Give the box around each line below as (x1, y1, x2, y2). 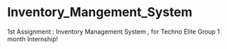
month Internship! (7, 34, 58, 43)
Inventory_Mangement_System (7, 4, 193, 20)
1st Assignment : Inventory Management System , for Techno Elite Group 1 (7, 27, 220, 36)
